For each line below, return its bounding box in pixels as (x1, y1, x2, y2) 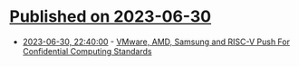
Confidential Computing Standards (22, 45, 152, 56)
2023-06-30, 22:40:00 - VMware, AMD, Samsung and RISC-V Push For (22, 36, 290, 47)
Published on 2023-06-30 (9, 6, 212, 27)
